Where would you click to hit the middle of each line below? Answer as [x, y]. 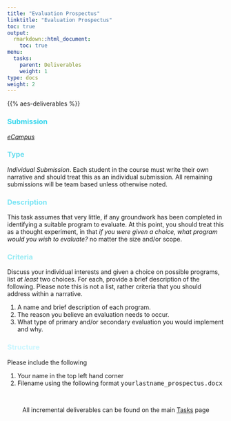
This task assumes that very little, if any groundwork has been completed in [115, 217]
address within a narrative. [45, 294]
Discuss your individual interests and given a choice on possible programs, [113, 272]
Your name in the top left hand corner [70, 375]
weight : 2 [21, 84]
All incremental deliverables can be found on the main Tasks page [116, 410]
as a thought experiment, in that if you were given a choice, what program [112, 232]
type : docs [23, 78]
